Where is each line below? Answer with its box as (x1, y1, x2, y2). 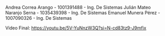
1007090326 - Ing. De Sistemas (5, 15, 72, 21)
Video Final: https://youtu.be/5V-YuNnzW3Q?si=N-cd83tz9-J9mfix (5, 25, 147, 31)
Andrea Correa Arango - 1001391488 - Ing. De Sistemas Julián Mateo (5, 5, 151, 10)
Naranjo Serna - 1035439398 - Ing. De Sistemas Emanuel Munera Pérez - (5, 10, 160, 16)
